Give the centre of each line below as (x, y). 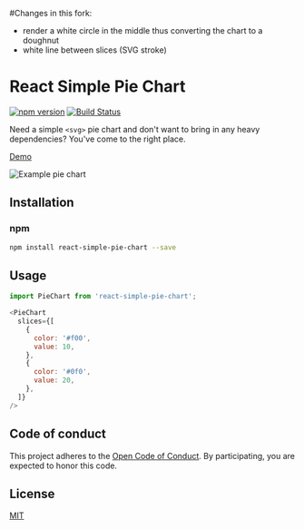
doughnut (41, 40)
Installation (42, 203)
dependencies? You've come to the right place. (98, 139)
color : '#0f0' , (62, 372)
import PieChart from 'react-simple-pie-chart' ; (103, 297)
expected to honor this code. (64, 465)
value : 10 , (54, 347)
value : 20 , (54, 380)
